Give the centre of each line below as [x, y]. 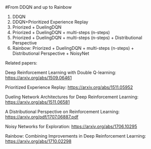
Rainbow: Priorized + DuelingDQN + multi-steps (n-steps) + [73, 48]
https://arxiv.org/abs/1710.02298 [38, 141]
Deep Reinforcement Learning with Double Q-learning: [61, 73]
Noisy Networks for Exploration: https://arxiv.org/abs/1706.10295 [71, 126]
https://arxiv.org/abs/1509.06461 [38, 78]
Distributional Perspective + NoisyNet [50, 53]
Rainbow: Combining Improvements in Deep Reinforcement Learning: [75, 136]
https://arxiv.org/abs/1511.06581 [38, 102]
